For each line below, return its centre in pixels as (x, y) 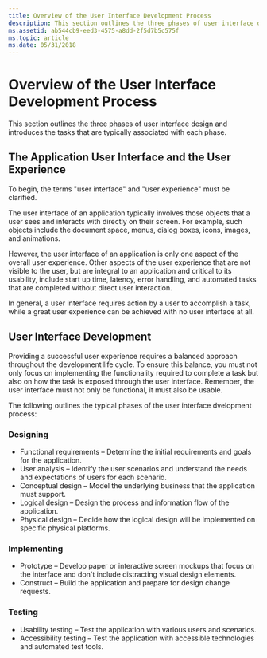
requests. (35, 592)
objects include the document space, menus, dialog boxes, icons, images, (129, 230)
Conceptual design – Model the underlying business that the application (137, 485)
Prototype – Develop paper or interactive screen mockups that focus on (137, 566)
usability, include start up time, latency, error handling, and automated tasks (132, 279)
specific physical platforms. (65, 528)
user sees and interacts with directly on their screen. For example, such (125, 221)
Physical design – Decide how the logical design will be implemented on (137, 519)
